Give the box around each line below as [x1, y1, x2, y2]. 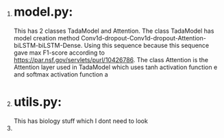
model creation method [13, 33, 80, 42]
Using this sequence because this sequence [84, 41, 210, 49]
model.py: [13, 4, 73, 20]
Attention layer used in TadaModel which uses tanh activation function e [13, 63, 218, 71]
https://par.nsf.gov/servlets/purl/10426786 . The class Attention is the [13, 55, 209, 64]
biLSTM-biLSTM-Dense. [13, 41, 83, 49]
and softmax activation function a [13, 70, 108, 79]
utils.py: [13, 94, 62, 110]
